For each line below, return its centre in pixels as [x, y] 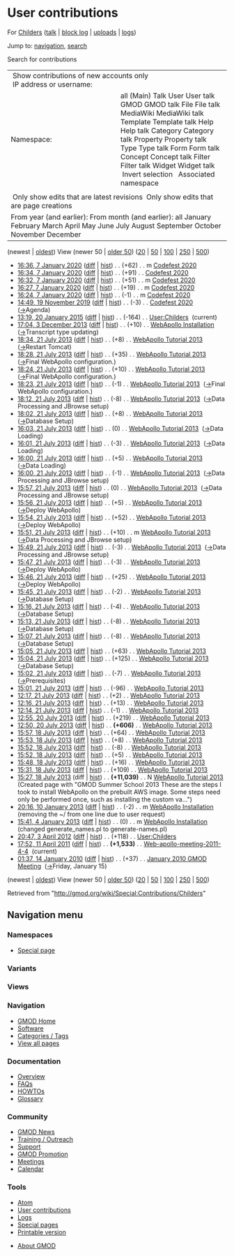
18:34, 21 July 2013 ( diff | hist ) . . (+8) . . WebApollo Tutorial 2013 [110, 339]
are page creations [41, 205]
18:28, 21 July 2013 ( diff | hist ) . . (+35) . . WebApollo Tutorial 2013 [112, 354]
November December [46, 234]
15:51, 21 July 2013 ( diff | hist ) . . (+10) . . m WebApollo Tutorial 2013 [114, 532]
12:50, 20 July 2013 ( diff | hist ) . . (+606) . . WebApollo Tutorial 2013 [115, 725]
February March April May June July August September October [116, 226]
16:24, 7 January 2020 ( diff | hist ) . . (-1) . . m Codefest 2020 [104, 295]
